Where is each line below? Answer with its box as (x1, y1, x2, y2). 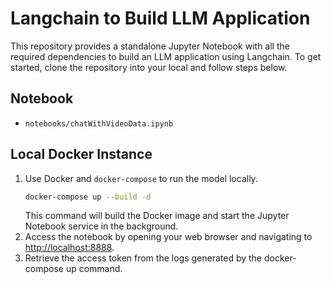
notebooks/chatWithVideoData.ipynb (24, 118, 174, 129)
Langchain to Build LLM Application (10, 7, 311, 30)
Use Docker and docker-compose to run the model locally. (24, 172, 258, 184)
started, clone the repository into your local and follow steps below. (10, 61, 288, 73)
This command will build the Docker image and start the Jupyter (24, 210, 290, 222)
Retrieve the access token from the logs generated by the (24, 252, 263, 264)
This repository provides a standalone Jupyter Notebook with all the (10, 40, 290, 52)
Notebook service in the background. (24, 220, 179, 232)
